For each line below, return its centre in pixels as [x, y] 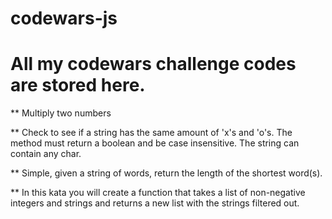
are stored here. [78, 85]
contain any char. [46, 154]
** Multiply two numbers [61, 113]
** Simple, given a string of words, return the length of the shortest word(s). [166, 173]
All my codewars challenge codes [153, 64]
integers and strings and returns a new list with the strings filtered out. [155, 203]
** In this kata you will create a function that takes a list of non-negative [158, 193]
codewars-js [64, 18]
